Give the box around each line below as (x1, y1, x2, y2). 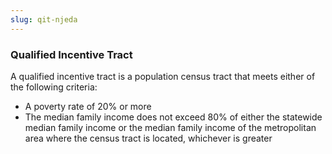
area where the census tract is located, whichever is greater (24, 132, 273, 144)
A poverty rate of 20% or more (24, 100, 152, 112)
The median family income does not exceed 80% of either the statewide (24, 111, 323, 123)
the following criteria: (10, 81, 98, 93)
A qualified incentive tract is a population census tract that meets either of (10, 70, 316, 82)
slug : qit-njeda (10, 14, 78, 25)
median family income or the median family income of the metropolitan (24, 121, 317, 133)
